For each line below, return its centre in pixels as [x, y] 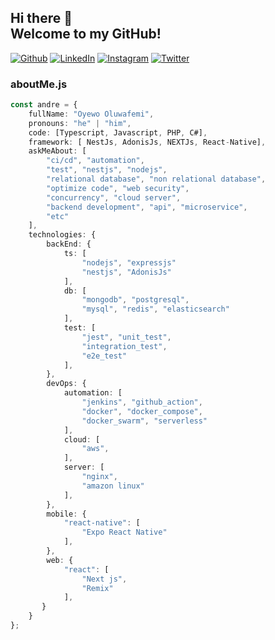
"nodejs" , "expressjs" [129, 262]
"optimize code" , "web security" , [118, 188]
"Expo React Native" [124, 532]
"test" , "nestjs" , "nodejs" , [107, 170]
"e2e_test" [104, 356]
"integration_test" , [124, 346]
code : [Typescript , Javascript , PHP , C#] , [118, 132]
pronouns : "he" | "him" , [80, 123]
